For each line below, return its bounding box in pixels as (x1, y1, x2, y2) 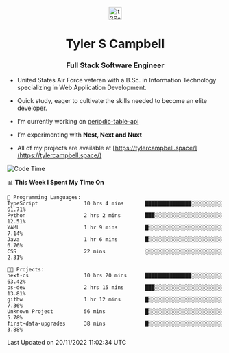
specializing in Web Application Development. (16, 83, 147, 92)
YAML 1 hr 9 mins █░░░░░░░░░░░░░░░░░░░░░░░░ (7, 224, 223, 231)
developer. (16, 104, 47, 113)
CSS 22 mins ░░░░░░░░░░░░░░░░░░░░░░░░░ (7, 248, 223, 255)
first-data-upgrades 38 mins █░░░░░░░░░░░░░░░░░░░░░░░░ (7, 320, 223, 328)
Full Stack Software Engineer (66, 60, 165, 70)
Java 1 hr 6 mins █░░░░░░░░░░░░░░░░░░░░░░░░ (7, 236, 223, 243)
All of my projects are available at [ (16, 144, 115, 152)
